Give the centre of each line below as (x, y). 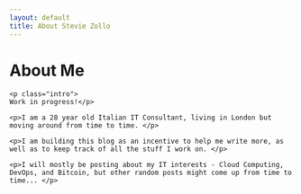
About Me (47, 71)
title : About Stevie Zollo (60, 26)
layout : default (40, 18)
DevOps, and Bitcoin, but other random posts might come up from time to (151, 173)
